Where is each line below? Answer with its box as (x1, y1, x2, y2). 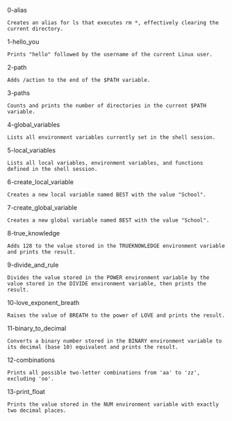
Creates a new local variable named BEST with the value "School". (7, 191, 207, 198)
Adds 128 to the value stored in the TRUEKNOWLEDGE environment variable (7, 242, 226, 249)
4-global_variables (7, 121, 60, 129)
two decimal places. (7, 407, 67, 414)
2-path (7, 63, 27, 72)
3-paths (7, 89, 30, 97)
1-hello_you (7, 38, 40, 46)
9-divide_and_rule (7, 261, 59, 269)
